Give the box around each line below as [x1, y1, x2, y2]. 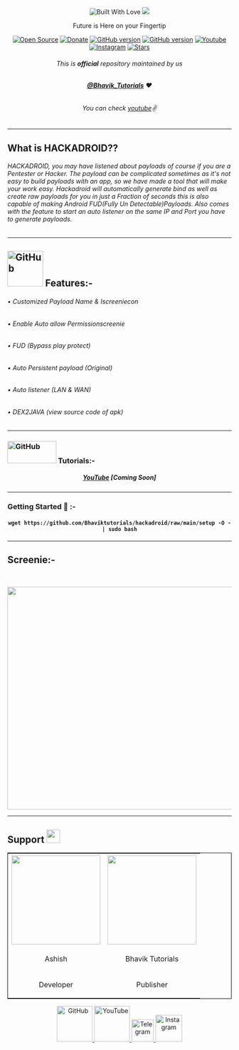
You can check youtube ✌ [82, 103, 157, 112]
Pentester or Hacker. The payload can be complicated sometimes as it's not [7, 170, 231, 178]
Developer [38, 980, 73, 990]
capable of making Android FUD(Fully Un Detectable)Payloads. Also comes [7, 200, 230, 208]
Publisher [136, 980, 169, 990]
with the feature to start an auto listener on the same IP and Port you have [7, 207, 225, 216]
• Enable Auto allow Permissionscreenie [7, 319, 125, 328]
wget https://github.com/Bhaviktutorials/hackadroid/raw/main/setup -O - [8, 520, 231, 527]
